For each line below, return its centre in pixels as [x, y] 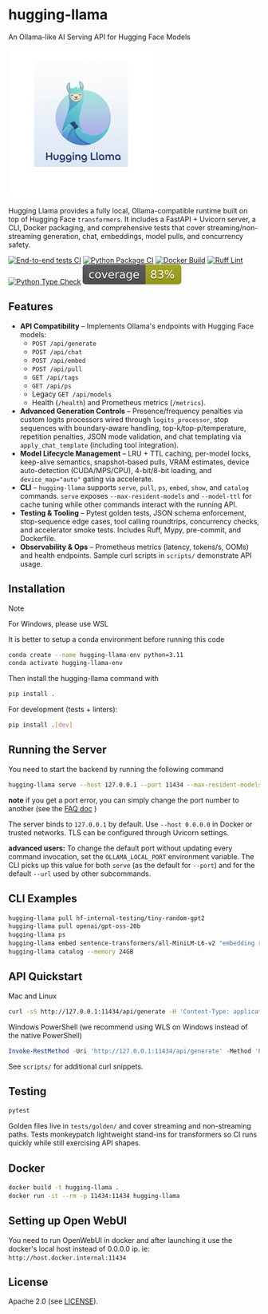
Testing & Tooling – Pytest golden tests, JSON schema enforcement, [133, 512]
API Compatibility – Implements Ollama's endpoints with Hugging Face [136, 326]
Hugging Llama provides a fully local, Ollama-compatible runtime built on [128, 210]
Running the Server [57, 750]
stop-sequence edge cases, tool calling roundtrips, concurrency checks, [139, 521]
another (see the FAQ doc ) [53, 808]
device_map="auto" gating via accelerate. [87, 479]
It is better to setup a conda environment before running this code [116, 639]
